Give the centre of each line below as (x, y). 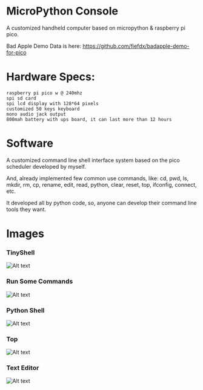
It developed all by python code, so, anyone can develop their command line (101, 203)
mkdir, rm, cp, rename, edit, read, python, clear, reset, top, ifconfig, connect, (101, 184)
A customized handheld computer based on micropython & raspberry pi (96, 28)
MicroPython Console (62, 11)
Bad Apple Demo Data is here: (44, 46)
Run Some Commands (40, 281)
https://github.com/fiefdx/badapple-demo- (136, 46)
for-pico (16, 52)
